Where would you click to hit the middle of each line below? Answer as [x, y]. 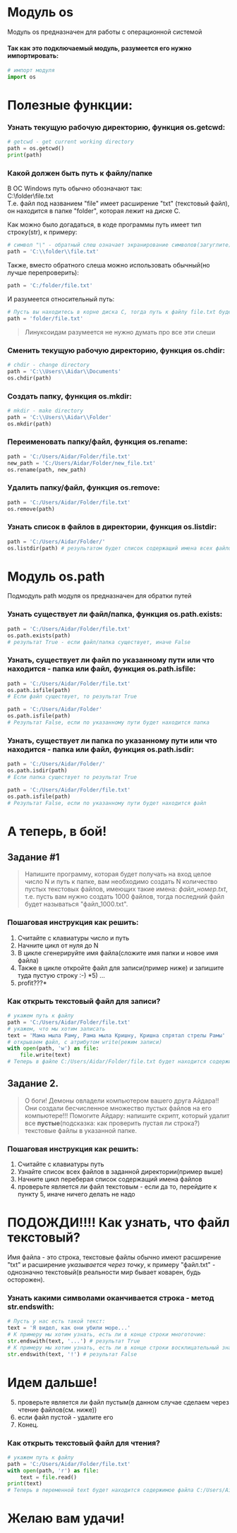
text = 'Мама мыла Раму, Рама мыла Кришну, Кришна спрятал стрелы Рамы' [116, 1035]
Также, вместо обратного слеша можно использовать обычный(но [109, 265]
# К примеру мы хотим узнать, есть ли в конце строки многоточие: [107, 1335]
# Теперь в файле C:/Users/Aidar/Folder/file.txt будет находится [107, 1062]
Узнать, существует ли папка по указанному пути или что [112, 740]
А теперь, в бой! [57, 831]
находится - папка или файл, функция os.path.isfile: [102, 669]
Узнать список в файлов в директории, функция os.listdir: [112, 527]
